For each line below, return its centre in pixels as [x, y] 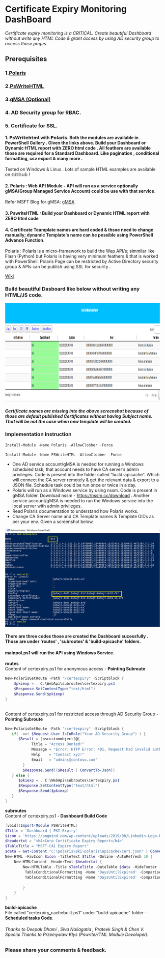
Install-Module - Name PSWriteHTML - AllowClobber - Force [63, 455]
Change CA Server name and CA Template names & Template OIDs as [83, 516]
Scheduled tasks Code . [29, 918]
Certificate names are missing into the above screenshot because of [77, 411]
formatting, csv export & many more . [44, 158]
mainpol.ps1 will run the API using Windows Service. [60, 653]
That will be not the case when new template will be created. [68, 422]
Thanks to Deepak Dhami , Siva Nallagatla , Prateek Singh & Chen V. [75, 929]
